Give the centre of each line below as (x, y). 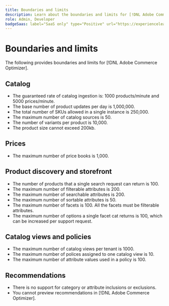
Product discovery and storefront (59, 172)
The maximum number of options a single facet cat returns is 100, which (87, 216)
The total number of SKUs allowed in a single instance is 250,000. (81, 112)
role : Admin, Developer (30, 19)
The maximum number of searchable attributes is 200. (69, 194)
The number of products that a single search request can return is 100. (86, 183)
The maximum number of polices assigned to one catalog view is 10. (83, 254)
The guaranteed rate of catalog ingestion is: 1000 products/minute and (86, 96)
